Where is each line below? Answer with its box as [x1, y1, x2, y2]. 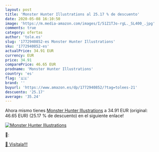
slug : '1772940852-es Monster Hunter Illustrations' [5, 39, 116, 44]
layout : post [5, 7, 32, 12]
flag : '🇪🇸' [5, 76, 30, 81]
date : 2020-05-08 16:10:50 [5, 16, 61, 21]
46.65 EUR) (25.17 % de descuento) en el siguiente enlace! [5, 113, 124, 119]
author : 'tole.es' [5, 35, 43, 40]
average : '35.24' [5, 94, 41, 99]
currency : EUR [5, 53, 34, 58]
